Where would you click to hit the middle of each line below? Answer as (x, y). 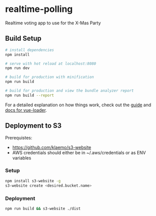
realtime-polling (39, 9)
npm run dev (17, 68)
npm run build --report (30, 95)
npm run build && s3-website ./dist (43, 209)
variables (22, 158)
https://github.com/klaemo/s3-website (52, 147)
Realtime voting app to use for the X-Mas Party (53, 23)
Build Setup (23, 38)
